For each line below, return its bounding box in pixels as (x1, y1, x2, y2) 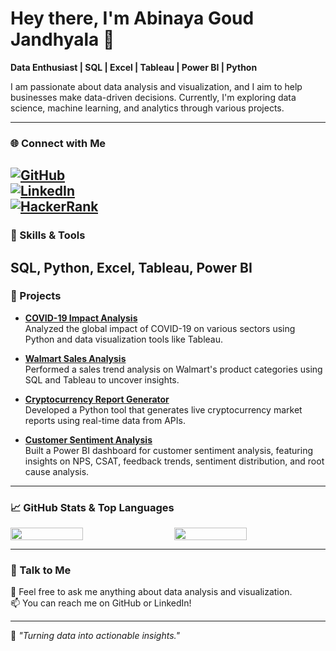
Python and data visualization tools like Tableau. (24, 333, 224, 345)
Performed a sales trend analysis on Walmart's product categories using (24, 363, 323, 375)
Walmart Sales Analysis (24, 352, 127, 364)
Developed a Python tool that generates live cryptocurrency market (24, 403, 303, 416)
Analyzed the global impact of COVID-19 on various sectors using (24, 322, 296, 334)
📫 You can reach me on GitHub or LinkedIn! (10, 597, 192, 609)
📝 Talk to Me (10, 563, 72, 577)
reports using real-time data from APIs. (24, 414, 186, 426)
